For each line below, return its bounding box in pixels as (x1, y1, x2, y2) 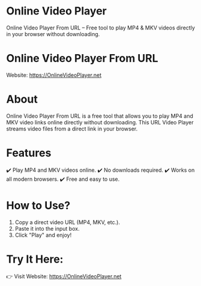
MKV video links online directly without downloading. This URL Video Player (6, 118, 194, 126)
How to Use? (6, 198, 71, 212)
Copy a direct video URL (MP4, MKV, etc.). (14, 218, 120, 226)
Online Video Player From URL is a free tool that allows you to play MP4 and (6, 112, 194, 120)
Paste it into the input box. (14, 225, 80, 232)
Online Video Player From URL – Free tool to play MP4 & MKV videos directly (6, 24, 195, 31)
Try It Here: (6, 252, 64, 266)
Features (6, 146, 52, 160)
